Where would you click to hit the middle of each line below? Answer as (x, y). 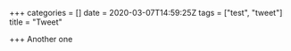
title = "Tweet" (36, 22)
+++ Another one (41, 39)
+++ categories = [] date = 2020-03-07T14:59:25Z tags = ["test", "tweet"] (146, 13)
